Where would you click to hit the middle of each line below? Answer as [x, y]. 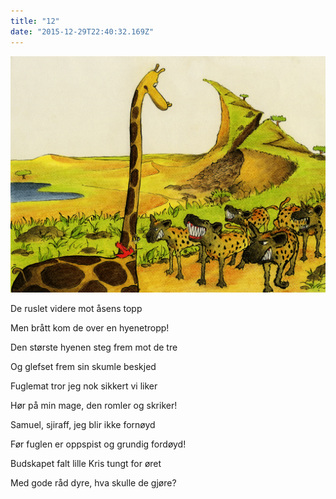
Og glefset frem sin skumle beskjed [83, 366]
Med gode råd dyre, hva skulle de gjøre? [93, 482]
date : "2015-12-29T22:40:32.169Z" [82, 31]
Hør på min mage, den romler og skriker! [94, 405]
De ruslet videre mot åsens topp [76, 308]
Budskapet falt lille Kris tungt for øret [86, 463]
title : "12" [35, 21]
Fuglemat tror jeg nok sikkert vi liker [84, 386]
